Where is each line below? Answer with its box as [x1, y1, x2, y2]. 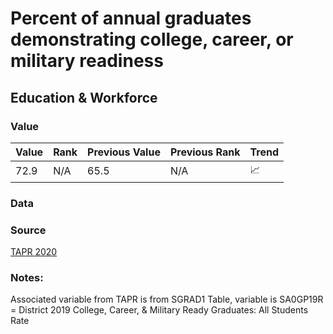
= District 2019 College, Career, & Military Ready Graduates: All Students [10, 304, 309, 316]
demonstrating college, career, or [10, 28, 294, 51]
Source [10, 223, 47, 237]
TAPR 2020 [10, 246, 58, 258]
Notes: [10, 271, 44, 285]
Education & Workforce [10, 89, 158, 106]
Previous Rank [169, 145, 241, 159]
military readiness [10, 50, 164, 72]
